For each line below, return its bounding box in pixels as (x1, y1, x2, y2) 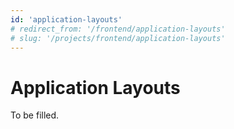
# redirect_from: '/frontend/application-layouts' (10, 24, 226, 34)
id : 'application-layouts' (10, 14, 123, 25)
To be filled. (10, 109, 60, 121)
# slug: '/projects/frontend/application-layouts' (10, 33, 226, 43)
